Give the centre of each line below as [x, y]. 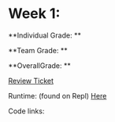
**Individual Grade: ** [45, 35]
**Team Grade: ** [38, 50]
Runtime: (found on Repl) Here [57, 95]
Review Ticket [31, 81]
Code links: [26, 111]
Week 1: [34, 14]
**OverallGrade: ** [39, 65]
